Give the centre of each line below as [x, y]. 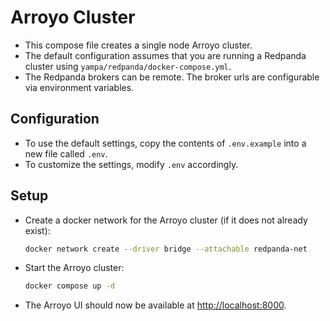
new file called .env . [66, 153]
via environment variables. [79, 87]
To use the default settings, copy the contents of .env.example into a [165, 143]
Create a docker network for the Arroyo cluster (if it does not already [166, 220]
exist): [37, 230]
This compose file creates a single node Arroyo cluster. [138, 45]
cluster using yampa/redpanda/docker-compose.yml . [128, 66]
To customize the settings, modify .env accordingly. [131, 164]
